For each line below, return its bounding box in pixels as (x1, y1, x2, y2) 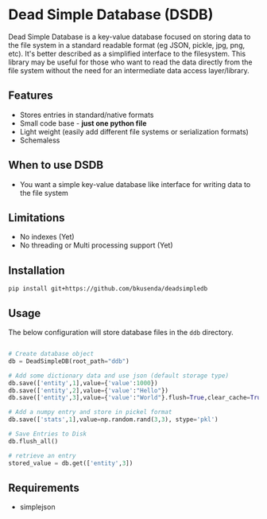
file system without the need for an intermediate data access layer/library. (8, 65, 250, 75)
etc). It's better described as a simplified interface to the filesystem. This (8, 49, 246, 58)
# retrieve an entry (8, 451, 77, 459)
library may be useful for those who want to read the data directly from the (8, 57, 253, 67)
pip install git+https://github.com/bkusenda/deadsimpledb (8, 285, 208, 293)
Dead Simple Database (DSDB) (8, 6, 214, 24)
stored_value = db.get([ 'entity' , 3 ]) (8, 459, 133, 467)
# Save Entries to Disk (8, 430, 87, 438)
